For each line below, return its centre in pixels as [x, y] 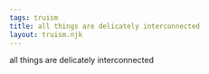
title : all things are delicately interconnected [105, 26]
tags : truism [34, 18]
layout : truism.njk [46, 34]
